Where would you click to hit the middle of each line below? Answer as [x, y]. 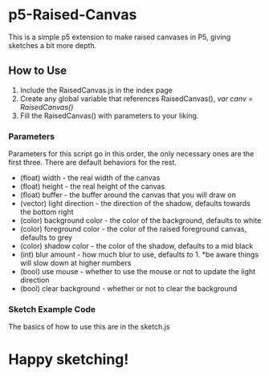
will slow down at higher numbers [75, 263]
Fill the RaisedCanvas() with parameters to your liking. [109, 115]
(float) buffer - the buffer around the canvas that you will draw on [128, 195]
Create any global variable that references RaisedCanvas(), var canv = [137, 99]
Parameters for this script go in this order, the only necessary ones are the [131, 154]
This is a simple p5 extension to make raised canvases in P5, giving [120, 37]
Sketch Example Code [52, 309]
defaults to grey [46, 237]
